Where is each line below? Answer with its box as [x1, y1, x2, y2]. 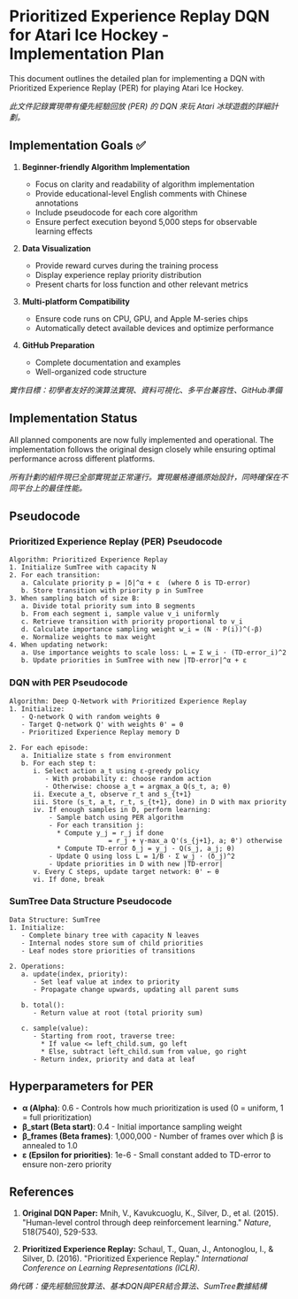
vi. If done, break [32, 875, 104, 884]
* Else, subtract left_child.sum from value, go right [41, 1047, 248, 1055]
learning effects [34, 226, 93, 236]
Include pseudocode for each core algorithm [34, 206, 198, 218]
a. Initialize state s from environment [20, 751, 172, 760]
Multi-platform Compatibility [21, 296, 130, 306]
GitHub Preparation [21, 339, 96, 351]
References [9, 1185, 74, 1200]
